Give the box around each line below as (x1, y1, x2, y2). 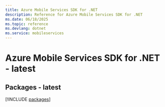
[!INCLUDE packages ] (5, 96, 51, 102)
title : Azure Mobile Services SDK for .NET (5, 7, 98, 13)
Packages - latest (5, 83, 61, 91)
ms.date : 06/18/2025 (5, 17, 49, 22)
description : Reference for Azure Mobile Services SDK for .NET (5, 12, 143, 17)
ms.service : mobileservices (5, 31, 64, 36)
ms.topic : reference (5, 21, 49, 27)
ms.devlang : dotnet (5, 26, 46, 31)
